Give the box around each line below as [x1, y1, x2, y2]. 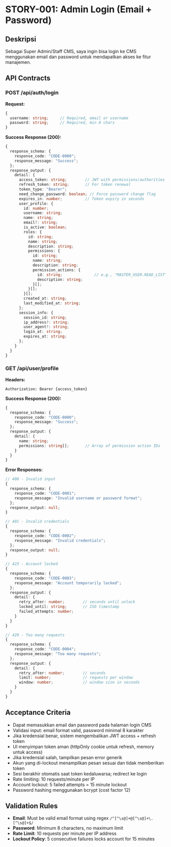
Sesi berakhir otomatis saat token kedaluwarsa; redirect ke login [12, 770, 147, 777]
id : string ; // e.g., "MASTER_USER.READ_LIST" [37, 272, 167, 277]
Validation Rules [5, 802, 58, 810]
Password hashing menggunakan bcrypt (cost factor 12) [12, 787, 131, 793]
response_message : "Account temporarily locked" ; [14, 580, 122, 586]
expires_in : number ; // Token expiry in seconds [18, 196, 145, 201]
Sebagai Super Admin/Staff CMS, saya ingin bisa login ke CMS [5, 49, 136, 54]
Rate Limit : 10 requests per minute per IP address [12, 831, 117, 837]
